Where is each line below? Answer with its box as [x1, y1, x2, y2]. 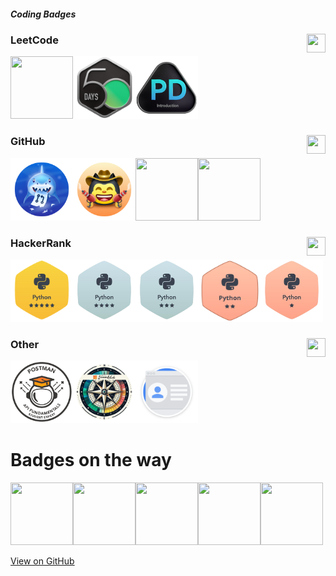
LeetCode [10, 33, 59, 47]
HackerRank [10, 236, 72, 250]
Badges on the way [10, 449, 172, 472]
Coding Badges [10, 8, 77, 20]
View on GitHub [10, 555, 75, 567]
